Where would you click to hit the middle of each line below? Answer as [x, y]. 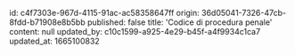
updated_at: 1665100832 [54, 41]
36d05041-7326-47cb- [244, 13]
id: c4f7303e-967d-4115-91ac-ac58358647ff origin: [105, 13]
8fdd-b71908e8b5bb [48, 22]
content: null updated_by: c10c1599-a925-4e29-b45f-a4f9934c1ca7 [135, 31]
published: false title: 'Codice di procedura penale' [180, 22]
